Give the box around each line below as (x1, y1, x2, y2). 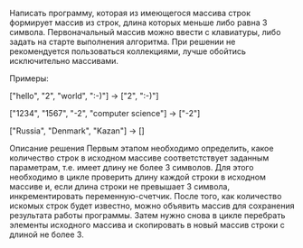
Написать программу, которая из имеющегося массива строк (9, 8, 251, 18)
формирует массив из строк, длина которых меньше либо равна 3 (9, 17, 268, 28)
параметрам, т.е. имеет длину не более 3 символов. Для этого (9, 162, 254, 172)
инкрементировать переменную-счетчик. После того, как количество (9, 191, 282, 201)
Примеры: (9, 73, 50, 84)
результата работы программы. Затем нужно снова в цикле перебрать (9, 210, 286, 220)
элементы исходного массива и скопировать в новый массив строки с (9, 220, 285, 230)
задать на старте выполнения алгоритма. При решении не (9, 36, 236, 47)
